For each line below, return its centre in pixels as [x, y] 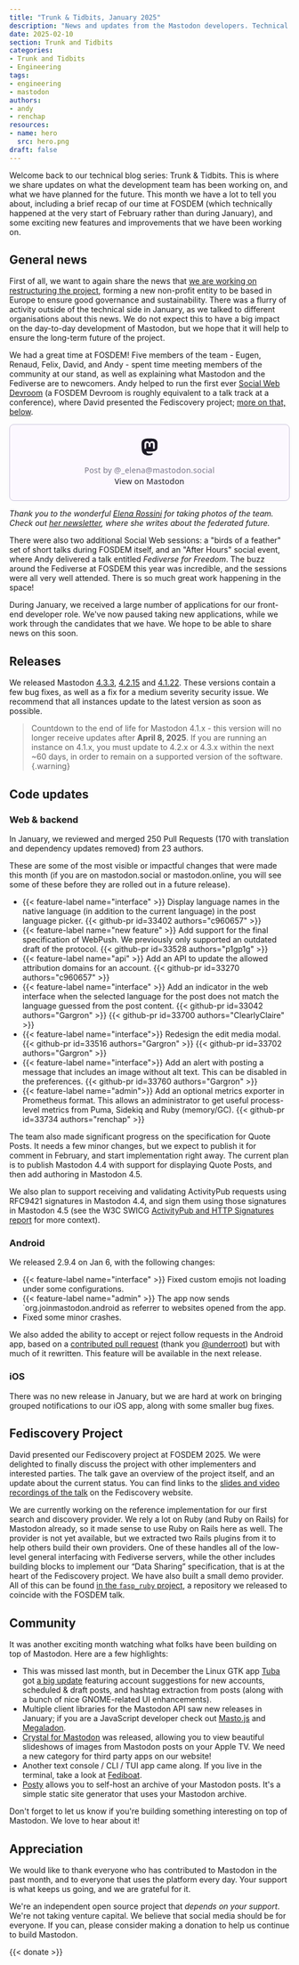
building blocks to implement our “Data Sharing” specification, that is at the [147, 1566]
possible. [26, 711]
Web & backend [44, 820]
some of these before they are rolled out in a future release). [120, 884]
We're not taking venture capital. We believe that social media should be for [148, 1915]
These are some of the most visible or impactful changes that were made [143, 865]
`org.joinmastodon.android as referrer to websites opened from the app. [154, 1308]
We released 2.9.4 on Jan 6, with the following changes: [112, 1262]
